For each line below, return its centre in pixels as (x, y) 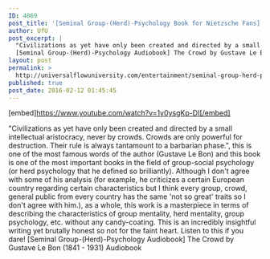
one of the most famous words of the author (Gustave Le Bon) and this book (135, 154)
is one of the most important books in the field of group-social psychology (131, 163)
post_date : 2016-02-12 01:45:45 (62, 90)
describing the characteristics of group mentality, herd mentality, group (127, 214)
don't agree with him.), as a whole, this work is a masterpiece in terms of (129, 205)
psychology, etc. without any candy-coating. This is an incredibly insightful (132, 222)
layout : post (30, 61)
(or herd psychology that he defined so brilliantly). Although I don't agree (129, 171)
